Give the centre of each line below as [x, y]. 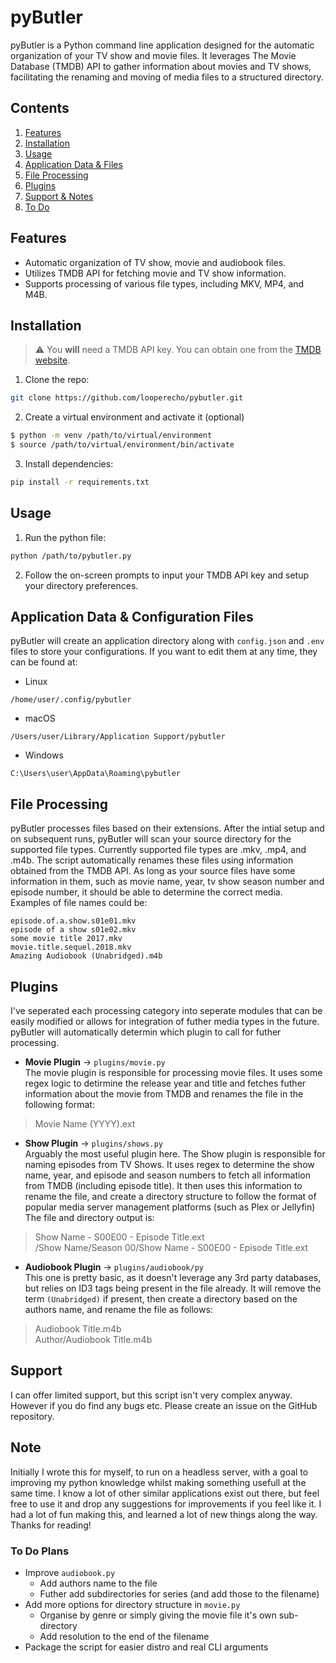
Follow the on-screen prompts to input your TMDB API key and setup [167, 575]
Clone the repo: [57, 380]
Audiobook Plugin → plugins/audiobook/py [114, 1267]
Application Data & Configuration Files [132, 616]
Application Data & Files [73, 164]
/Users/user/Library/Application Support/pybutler [118, 737]
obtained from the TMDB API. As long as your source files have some [153, 871]
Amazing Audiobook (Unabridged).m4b [86, 956]
